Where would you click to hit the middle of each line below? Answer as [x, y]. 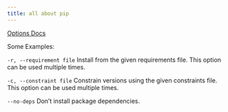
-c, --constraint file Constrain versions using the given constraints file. [112, 80]
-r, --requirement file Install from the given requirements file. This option [114, 60]
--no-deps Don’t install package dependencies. [74, 101]
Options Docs [27, 33]
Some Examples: [31, 46]
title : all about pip [38, 13]
